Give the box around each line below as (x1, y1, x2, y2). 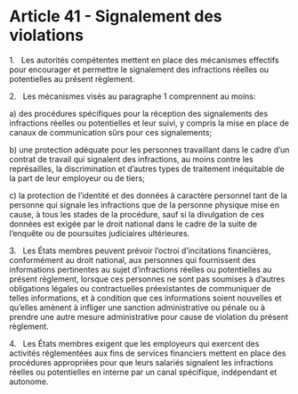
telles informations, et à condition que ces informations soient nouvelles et (9, 292, 282, 303)
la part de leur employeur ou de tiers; (9, 172, 145, 184)
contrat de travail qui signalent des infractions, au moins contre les (9, 153, 254, 164)
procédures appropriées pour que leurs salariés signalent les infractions (9, 357, 274, 367)
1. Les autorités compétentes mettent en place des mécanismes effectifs (9, 54, 279, 65)
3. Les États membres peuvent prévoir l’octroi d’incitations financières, (9, 245, 271, 256)
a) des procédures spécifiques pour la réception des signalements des (9, 108, 269, 119)
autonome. (9, 376, 49, 387)
